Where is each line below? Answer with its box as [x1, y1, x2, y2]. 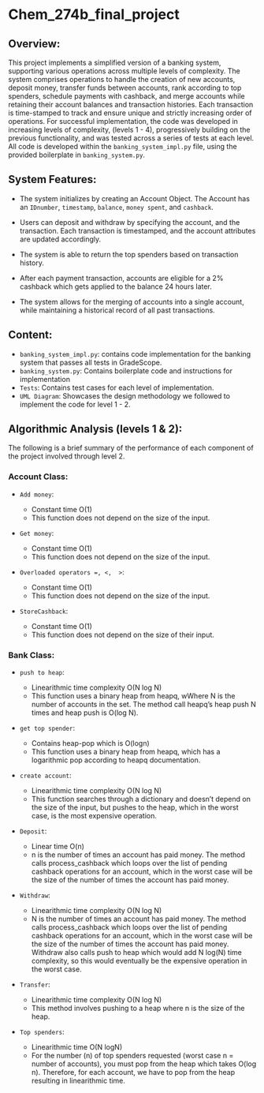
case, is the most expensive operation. [31, 811, 158, 821]
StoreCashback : [19, 606, 69, 616]
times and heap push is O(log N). [31, 708, 139, 717]
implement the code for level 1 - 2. [19, 399, 132, 409]
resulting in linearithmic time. [31, 1076, 126, 1086]
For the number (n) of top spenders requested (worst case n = [31, 1051, 234, 1061]
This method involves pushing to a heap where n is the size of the [31, 1004, 245, 1013]
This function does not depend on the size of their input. [31, 630, 215, 639]
